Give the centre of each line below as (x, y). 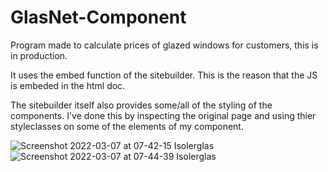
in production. (39, 55)
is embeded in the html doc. (68, 85)
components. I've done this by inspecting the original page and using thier (163, 115)
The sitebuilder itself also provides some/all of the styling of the (141, 105)
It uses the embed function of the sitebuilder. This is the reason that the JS (164, 75)
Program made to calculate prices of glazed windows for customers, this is (164, 45)
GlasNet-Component (98, 17)
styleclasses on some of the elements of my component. (127, 126)
